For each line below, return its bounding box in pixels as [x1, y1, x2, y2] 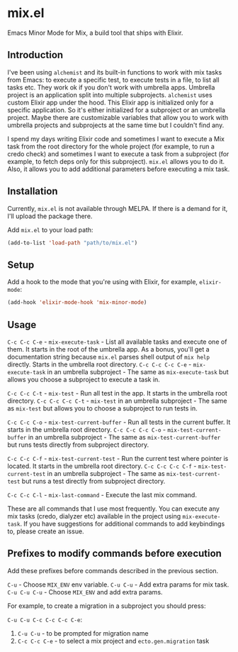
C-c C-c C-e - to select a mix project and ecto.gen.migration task [17, 636, 210, 645]
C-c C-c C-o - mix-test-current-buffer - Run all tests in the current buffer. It [7, 418, 231, 426]
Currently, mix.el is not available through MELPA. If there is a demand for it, [7, 204, 228, 212]
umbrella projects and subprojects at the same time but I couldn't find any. [7, 121, 225, 129]
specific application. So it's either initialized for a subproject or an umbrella [7, 105, 225, 114]
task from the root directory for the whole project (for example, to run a [7, 142, 215, 151]
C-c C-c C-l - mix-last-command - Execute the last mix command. [7, 490, 197, 499]
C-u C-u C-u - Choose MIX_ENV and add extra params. [7, 587, 163, 596]
